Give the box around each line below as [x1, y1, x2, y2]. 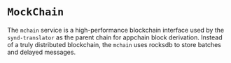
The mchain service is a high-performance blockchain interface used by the [7, 26, 225, 34]
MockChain [7, 6, 64, 19]
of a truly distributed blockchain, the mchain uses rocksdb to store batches [7, 40, 222, 48]
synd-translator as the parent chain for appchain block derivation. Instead [7, 33, 223, 42]
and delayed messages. [7, 48, 76, 56]
